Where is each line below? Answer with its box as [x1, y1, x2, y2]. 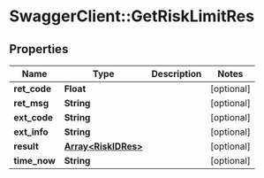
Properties [9, 42, 69, 57]
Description [151, 68, 202, 80]
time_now [13, 155, 56, 166]
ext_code [13, 112, 54, 123]
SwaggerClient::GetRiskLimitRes [9, 6, 254, 27]
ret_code [13, 82, 51, 95]
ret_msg [13, 97, 49, 109]
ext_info [13, 126, 49, 138]
